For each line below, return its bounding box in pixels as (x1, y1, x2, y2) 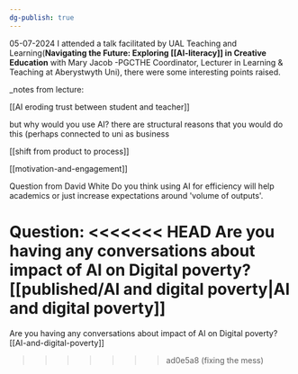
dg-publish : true (9, 13, 75, 22)
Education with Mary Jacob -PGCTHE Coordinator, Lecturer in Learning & (9, 57, 284, 67)
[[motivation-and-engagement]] (9, 163, 128, 174)
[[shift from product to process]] (9, 146, 130, 156)
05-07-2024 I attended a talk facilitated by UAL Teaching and (9, 38, 237, 49)
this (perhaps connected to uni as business (9, 128, 169, 139)
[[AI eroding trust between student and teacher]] (9, 101, 191, 112)
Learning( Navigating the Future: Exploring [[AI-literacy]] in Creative (9, 47, 267, 58)
